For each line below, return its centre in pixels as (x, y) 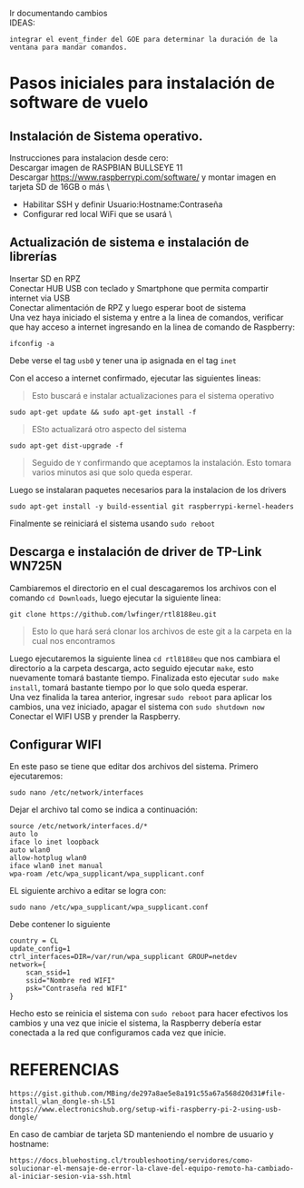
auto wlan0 (30, 850)
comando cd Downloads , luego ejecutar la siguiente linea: (115, 598)
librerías (33, 257)
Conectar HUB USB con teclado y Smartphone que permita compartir (139, 288)
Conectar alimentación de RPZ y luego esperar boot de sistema (128, 307)
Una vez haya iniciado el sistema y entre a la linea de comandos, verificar (147, 317)
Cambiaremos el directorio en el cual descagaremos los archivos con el (143, 588)
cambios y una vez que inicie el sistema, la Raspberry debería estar (136, 1023)
